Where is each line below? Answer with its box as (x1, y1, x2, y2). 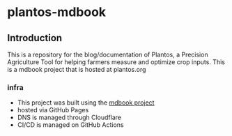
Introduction (7, 32, 63, 44)
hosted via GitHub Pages (17, 106, 89, 114)
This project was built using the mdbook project (17, 98, 155, 107)
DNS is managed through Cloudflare (17, 113, 122, 122)
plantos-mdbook (7, 4, 107, 20)
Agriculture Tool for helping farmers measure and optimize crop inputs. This (7, 58, 225, 66)
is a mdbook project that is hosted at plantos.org (7, 66, 146, 73)
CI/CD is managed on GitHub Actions (17, 121, 124, 129)
